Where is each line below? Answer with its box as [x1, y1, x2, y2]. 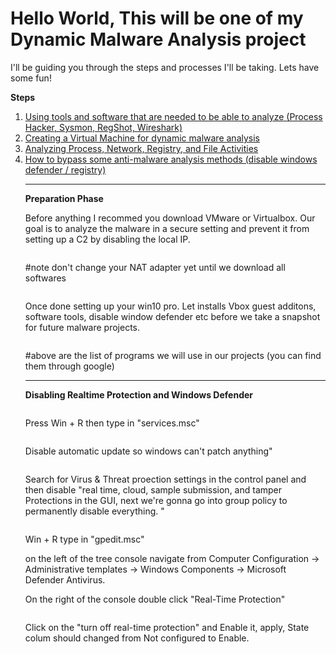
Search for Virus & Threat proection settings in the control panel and [24, 473, 307, 485]
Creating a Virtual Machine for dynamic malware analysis [24, 132, 260, 144]
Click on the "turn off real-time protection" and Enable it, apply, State [24, 621, 310, 633]
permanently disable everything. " [24, 505, 165, 517]
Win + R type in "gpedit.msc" [24, 533, 145, 545]
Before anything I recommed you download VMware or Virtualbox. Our [24, 212, 316, 224]
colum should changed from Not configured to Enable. [24, 632, 250, 644]
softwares [24, 272, 67, 284]
